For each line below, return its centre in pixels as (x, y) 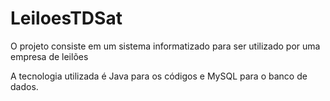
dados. (24, 86)
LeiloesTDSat (66, 18)
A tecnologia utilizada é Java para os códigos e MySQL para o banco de (159, 76)
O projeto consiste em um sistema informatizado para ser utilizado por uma (165, 46)
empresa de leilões (49, 56)
